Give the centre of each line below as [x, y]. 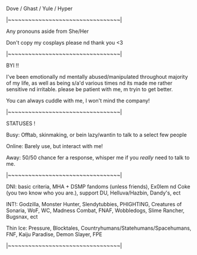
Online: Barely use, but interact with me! [54, 146]
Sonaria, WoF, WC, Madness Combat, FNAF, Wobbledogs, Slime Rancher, [95, 210]
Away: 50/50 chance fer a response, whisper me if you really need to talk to [98, 157]
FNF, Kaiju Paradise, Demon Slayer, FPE [54, 234]
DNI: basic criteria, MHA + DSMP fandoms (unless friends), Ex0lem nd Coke [98, 187]
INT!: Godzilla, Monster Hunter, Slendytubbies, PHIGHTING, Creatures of [94, 204]
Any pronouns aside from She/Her [48, 31]
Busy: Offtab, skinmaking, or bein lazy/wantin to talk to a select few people [96, 135]
